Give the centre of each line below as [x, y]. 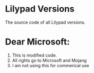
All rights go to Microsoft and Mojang [49, 60]
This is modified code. [34, 55]
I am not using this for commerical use [50, 65]
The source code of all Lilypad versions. [45, 22]
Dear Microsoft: [37, 42]
